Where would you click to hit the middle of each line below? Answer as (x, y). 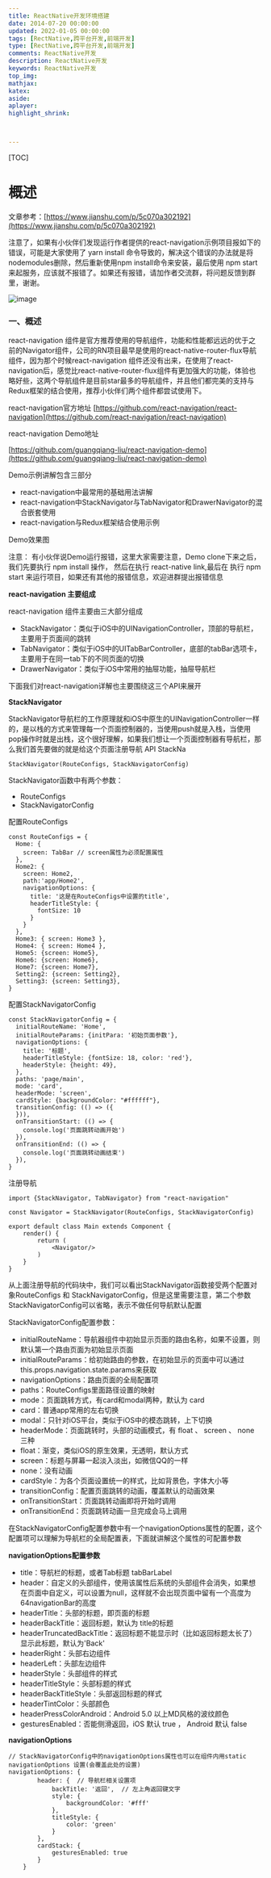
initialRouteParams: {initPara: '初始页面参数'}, (97, 1035)
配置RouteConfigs (38, 822)
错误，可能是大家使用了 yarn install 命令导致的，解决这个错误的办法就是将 (131, 252)
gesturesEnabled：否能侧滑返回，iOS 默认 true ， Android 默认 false (133, 1724)
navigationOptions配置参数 (54, 1556)
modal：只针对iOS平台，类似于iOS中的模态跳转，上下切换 (116, 1420)
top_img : (23, 76)
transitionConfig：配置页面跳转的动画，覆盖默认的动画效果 (117, 1491)
